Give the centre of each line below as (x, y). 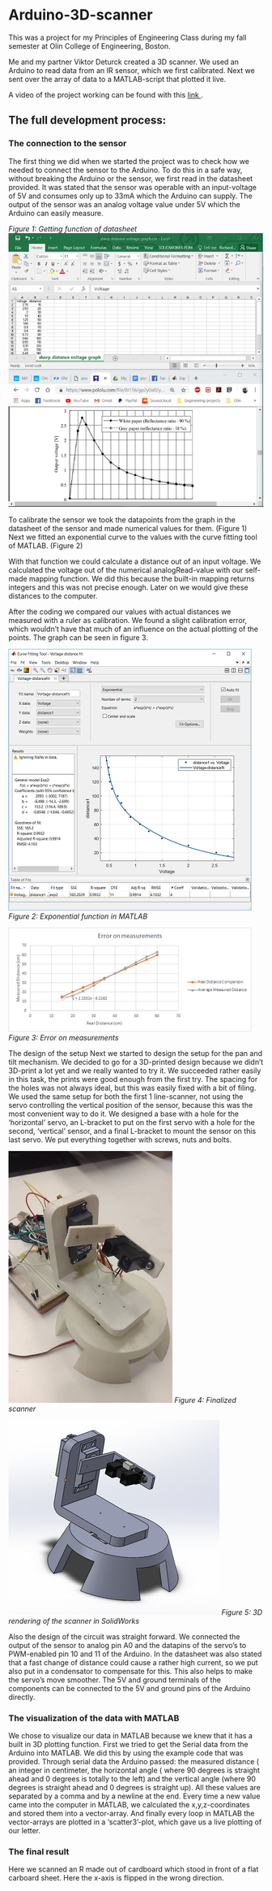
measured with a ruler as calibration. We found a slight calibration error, (128, 620)
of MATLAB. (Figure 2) (46, 545)
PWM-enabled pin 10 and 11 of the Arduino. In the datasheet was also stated (135, 1654)
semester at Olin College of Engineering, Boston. (89, 45)
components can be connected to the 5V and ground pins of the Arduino (130, 1688)
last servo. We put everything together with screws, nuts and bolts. (120, 1140)
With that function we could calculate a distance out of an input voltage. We (135, 561)
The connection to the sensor (68, 144)
